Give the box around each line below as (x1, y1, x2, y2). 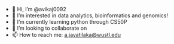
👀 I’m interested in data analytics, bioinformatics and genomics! (11, 12, 169, 19)
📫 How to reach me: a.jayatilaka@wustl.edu (11, 32, 121, 38)
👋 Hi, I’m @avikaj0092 (11, 6, 67, 12)
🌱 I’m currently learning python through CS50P (11, 18, 127, 25)
